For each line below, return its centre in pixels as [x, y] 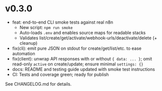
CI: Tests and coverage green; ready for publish [60, 74]
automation [24, 53]
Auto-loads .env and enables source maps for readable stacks [82, 32]
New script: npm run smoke [46, 27]
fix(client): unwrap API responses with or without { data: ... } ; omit [82, 59]
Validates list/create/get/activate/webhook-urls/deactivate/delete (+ [88, 38]
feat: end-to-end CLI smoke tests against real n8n [63, 22]
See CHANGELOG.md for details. [39, 84]
